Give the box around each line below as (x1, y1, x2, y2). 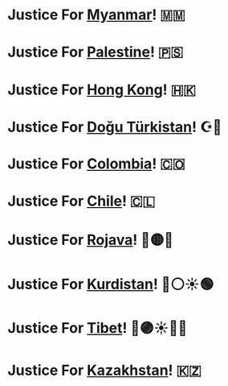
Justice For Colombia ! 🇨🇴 (7, 155, 185, 172)
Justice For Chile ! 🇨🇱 (7, 192, 156, 210)
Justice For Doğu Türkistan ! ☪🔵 (7, 118, 222, 136)
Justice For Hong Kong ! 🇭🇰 (7, 81, 196, 98)
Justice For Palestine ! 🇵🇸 (7, 43, 184, 61)
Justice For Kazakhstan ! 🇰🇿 (7, 361, 202, 380)
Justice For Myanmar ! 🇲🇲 (7, 6, 185, 24)
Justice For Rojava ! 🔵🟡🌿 (7, 231, 174, 249)
